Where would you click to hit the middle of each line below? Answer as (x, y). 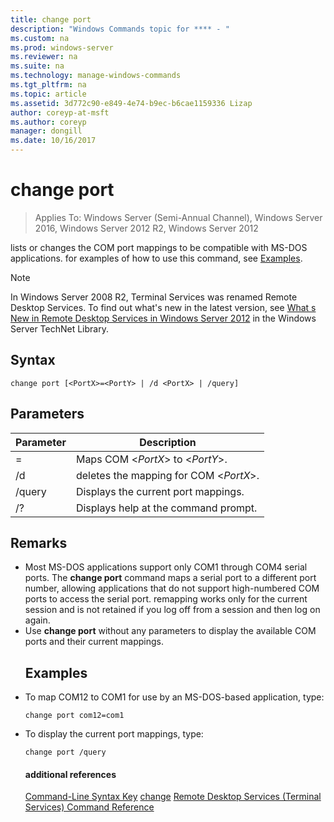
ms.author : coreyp (48, 122)
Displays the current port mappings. (160, 491)
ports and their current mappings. (94, 642)
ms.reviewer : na (44, 57)
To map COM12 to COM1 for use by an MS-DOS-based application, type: (174, 697)
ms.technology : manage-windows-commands (96, 76)
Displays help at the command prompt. (166, 508)
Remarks (39, 542)
